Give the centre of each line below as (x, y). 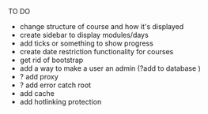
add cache (37, 93)
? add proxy (39, 77)
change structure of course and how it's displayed (102, 26)
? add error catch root (55, 85)
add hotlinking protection (61, 102)
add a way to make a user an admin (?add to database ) (110, 68)
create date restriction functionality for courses (96, 51)
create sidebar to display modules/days (84, 35)
